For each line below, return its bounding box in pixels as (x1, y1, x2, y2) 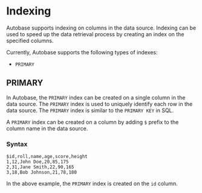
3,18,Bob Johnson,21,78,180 (6, 169, 77, 176)
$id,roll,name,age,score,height (6, 154, 88, 160)
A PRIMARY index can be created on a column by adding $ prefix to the (6, 118, 179, 125)
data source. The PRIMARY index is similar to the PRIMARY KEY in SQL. (6, 107, 174, 114)
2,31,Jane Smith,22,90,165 (6, 164, 74, 170)
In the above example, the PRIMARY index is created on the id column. (6, 180, 178, 188)
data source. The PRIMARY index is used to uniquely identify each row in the (6, 100, 193, 107)
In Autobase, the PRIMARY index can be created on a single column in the (6, 93, 186, 101)
